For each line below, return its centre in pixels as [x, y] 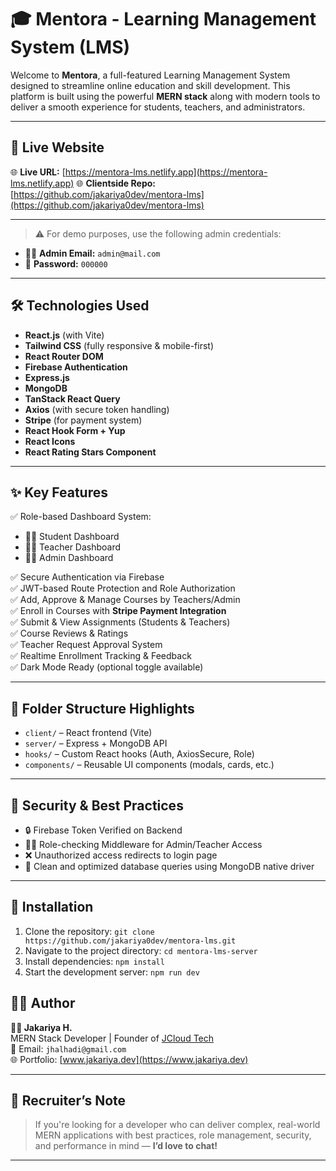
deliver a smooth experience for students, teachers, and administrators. [158, 107]
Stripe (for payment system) [83, 420]
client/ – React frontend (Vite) [88, 733]
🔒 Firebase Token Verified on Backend [103, 830]
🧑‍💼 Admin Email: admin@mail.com [92, 253]
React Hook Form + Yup [75, 430]
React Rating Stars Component [90, 452]
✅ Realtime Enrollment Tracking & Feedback [101, 656]
